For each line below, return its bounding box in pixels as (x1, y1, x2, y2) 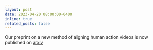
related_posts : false (5, 21, 50, 26)
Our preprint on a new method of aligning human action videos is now (5, 34, 148, 40)
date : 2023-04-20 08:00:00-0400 (5, 12, 72, 17)
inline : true (5, 16, 32, 21)
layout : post (5, 7, 32, 12)
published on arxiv (5, 40, 43, 46)
